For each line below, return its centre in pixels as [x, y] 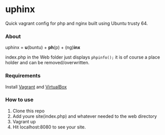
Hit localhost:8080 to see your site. [49, 127]
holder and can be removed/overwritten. [47, 63]
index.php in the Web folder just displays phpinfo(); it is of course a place [83, 57]
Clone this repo [28, 111]
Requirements [23, 76]
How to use [19, 100]
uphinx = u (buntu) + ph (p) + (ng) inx [43, 48]
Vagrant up [24, 121]
